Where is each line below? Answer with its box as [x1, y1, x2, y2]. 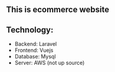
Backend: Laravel [14, 41, 57, 48]
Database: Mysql [14, 53, 56, 60]
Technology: [6, 25, 54, 35]
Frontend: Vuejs [14, 47, 54, 54]
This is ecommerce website [6, 5, 110, 15]
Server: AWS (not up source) [14, 59, 85, 67]
